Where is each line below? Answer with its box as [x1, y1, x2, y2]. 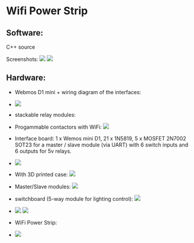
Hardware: [6, 73, 46, 83]
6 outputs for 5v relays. [14, 147, 72, 155]
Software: [6, 28, 43, 38]
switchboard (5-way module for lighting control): [14, 195, 134, 202]
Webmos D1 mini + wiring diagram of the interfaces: [14, 88, 141, 95]
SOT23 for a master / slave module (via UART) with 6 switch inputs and [14, 141, 189, 148]
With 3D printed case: [14, 171, 68, 178]
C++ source [6, 43, 35, 50]
